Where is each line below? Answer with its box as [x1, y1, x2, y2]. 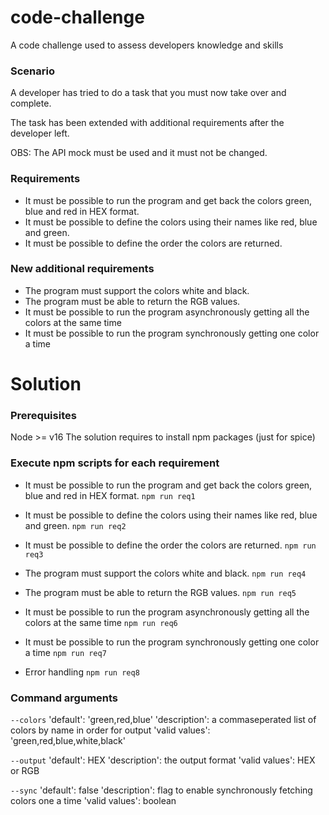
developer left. [10, 127, 70, 140]
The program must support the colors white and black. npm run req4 [24, 567, 307, 579]
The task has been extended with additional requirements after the [10, 117, 285, 129]
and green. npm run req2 [24, 519, 127, 531]
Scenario [10, 64, 55, 78]
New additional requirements [10, 262, 155, 276]
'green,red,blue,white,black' [10, 734, 126, 746]
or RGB [10, 764, 40, 776]
